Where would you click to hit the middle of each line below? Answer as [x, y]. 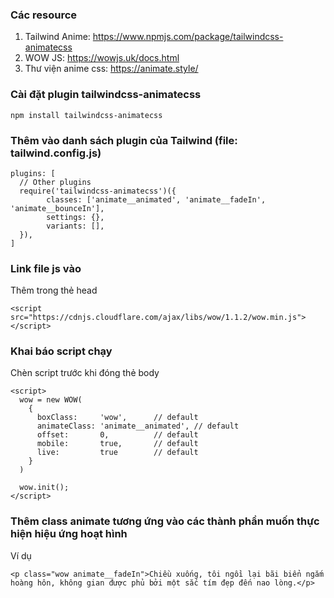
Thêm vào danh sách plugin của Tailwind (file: [124, 140]
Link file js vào [46, 268]
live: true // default [117, 453]
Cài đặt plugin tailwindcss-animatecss [106, 95]
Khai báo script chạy [61, 351]
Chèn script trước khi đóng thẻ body [85, 373]
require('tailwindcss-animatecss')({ [98, 191]
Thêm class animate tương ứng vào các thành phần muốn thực [165, 521]
